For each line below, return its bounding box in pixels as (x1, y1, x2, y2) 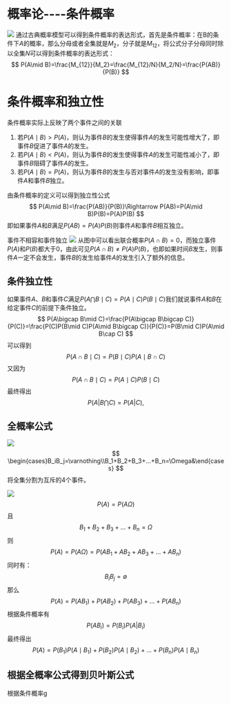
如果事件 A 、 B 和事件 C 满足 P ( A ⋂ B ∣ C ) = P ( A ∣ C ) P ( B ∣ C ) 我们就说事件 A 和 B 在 (7, 295, 222, 303)
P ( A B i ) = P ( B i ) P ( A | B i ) (86, 621, 146, 631)
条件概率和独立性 (7, 94, 105, 109)
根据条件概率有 (7, 610, 50, 618)
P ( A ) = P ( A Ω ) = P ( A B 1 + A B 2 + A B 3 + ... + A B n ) (50, 548, 181, 557)
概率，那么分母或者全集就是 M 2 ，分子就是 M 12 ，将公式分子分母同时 (29, 39, 218, 49)
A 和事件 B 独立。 (23, 176, 68, 184)
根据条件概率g (7, 689, 48, 697)
